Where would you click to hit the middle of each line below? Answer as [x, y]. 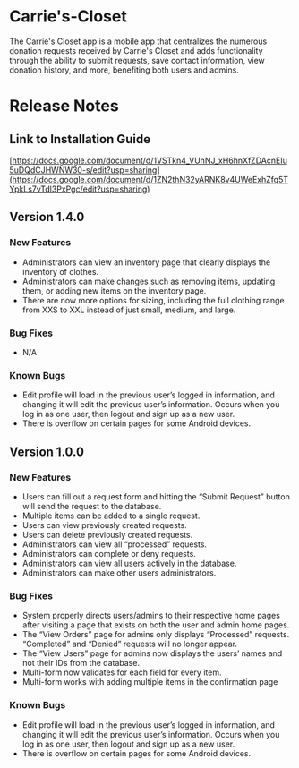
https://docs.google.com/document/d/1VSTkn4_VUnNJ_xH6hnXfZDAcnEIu [150, 160]
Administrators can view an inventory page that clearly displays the [146, 262]
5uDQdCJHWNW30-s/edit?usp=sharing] [85, 170]
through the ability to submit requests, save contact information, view [137, 60]
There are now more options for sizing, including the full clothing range [153, 300]
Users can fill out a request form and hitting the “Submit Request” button [156, 496]
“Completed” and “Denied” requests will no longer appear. [129, 644]
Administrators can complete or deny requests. [109, 553]
